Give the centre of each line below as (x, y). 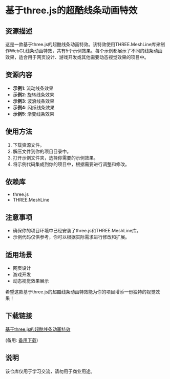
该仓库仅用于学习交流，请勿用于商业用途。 (50, 371)
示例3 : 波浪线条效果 (34, 101)
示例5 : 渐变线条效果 (34, 114)
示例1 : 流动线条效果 (33, 88)
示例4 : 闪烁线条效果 (34, 107)
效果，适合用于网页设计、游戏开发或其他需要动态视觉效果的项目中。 (77, 57)
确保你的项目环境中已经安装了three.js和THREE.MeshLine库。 (77, 231)
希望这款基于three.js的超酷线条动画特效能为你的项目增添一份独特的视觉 (81, 292)
